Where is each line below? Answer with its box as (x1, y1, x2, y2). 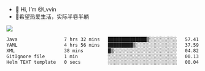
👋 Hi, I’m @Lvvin (15, 6, 56, 13)
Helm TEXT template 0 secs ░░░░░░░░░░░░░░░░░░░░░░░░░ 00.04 (6, 59, 199, 65)
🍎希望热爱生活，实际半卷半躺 (15, 13, 89, 20)
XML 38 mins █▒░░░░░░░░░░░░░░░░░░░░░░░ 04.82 (6, 47, 199, 54)
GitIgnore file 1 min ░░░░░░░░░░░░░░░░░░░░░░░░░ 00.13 (6, 53, 199, 59)
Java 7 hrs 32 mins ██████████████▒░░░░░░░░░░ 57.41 (6, 36, 199, 42)
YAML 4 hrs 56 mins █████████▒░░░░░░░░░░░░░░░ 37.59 (6, 42, 199, 48)
